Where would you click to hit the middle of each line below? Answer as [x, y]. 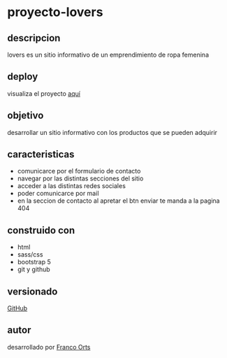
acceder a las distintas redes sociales [71, 186]
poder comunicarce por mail [58, 194]
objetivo [25, 116]
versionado [32, 291]
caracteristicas [41, 155]
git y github [34, 269]
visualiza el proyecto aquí [44, 93]
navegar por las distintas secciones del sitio [80, 178]
